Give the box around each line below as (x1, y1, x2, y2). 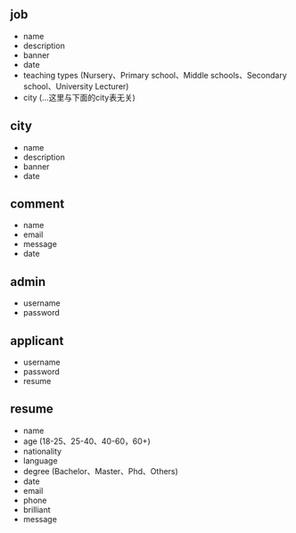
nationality (22, 446, 62, 456)
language (22, 455, 58, 466)
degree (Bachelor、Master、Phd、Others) (22, 465, 179, 476)
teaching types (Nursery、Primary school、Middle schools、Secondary (22, 70, 288, 80)
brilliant (22, 504, 52, 515)
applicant (10, 333, 64, 348)
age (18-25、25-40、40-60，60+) (22, 436, 151, 447)
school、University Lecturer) (22, 80, 129, 92)
